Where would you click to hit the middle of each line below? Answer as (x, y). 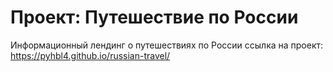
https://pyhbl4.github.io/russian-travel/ (90, 55)
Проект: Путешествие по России (154, 17)
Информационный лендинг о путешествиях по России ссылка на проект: (167, 45)
